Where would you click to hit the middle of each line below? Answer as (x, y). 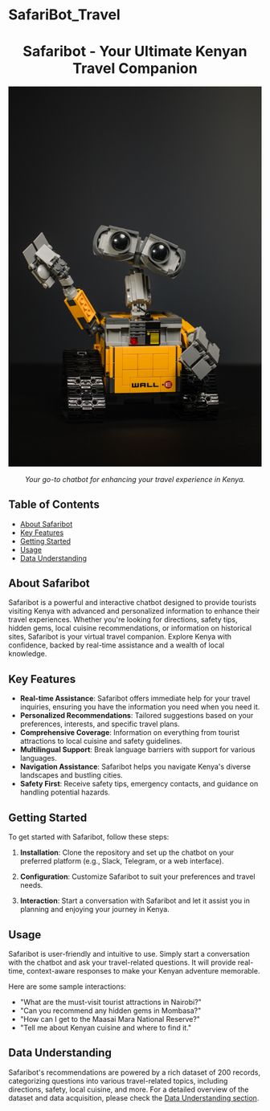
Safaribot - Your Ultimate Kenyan (135, 52)
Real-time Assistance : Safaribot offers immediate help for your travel (135, 698)
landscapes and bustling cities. (71, 775)
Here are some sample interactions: (67, 986)
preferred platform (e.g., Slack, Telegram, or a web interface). (122, 861)
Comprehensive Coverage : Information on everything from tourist (130, 733)
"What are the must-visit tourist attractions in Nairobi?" (111, 1002)
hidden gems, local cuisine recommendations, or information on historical (130, 628)
